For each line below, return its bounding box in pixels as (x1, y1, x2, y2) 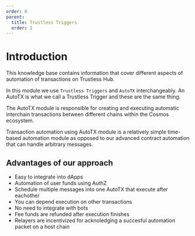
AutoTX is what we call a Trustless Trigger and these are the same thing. (6, 93, 181, 100)
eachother (14, 192, 40, 199)
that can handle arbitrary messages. (6, 141, 94, 148)
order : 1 (11, 25, 33, 31)
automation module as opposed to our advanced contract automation (22, 135, 190, 142)
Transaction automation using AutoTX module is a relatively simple (6, 128, 167, 135)
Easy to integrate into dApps (14, 173, 83, 180)
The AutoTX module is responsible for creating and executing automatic (6, 105, 180, 112)
